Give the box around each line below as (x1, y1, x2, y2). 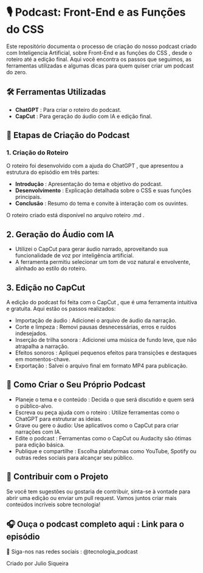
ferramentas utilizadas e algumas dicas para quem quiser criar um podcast (6, 62, 194, 69)
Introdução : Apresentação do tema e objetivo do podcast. (15, 181, 163, 188)
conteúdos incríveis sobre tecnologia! (6, 501, 101, 508)
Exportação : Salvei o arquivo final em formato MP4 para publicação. (15, 362, 188, 369)
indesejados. (15, 330, 47, 337)
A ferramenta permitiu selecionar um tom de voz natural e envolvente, (15, 259, 190, 266)
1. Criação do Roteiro (6, 148, 69, 157)
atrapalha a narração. (15, 342, 69, 350)
